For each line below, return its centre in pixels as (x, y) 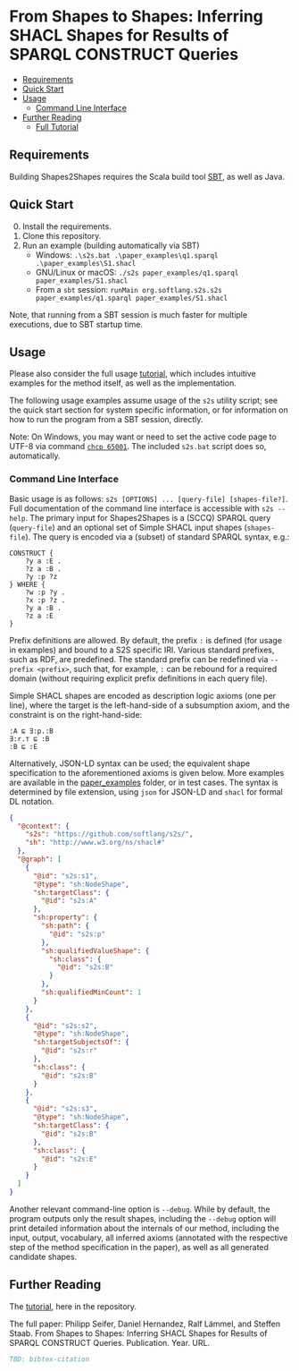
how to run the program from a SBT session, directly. (106, 420)
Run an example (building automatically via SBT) (111, 245)
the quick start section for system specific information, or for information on (149, 410)
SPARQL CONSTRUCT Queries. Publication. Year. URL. (110, 1342)
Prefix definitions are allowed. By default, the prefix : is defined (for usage (146, 640)
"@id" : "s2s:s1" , (65, 876)
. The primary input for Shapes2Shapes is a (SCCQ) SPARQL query (148, 517)
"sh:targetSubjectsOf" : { (81, 1043)
